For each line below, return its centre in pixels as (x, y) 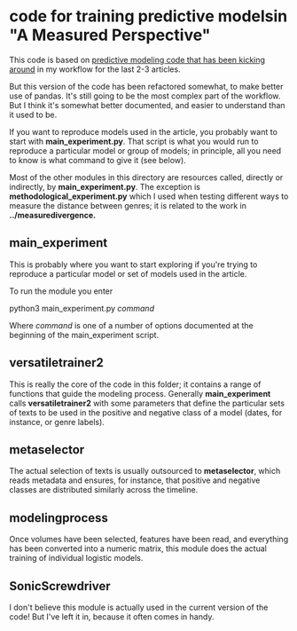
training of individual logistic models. (76, 558)
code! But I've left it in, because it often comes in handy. (112, 617)
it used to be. (33, 114)
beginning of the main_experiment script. (84, 335)
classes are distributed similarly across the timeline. (104, 490)
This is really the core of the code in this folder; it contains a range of (135, 384)
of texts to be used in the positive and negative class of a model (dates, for (146, 412)
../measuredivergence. (53, 215)
